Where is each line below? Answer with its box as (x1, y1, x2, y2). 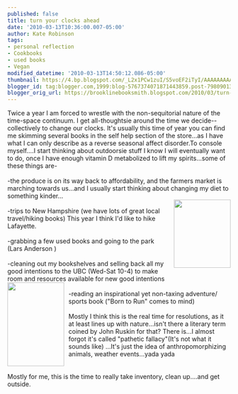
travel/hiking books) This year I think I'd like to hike (7, 214, 156, 223)
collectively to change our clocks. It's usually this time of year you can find (7, 124, 225, 133)
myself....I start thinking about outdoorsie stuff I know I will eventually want (7, 147, 225, 155)
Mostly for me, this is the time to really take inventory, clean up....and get (7, 373, 220, 381)
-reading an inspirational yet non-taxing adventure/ (68, 290, 218, 298)
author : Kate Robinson (7, 30, 74, 38)
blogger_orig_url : (7, 89, 62, 96)
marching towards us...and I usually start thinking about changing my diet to (7, 184, 229, 193)
